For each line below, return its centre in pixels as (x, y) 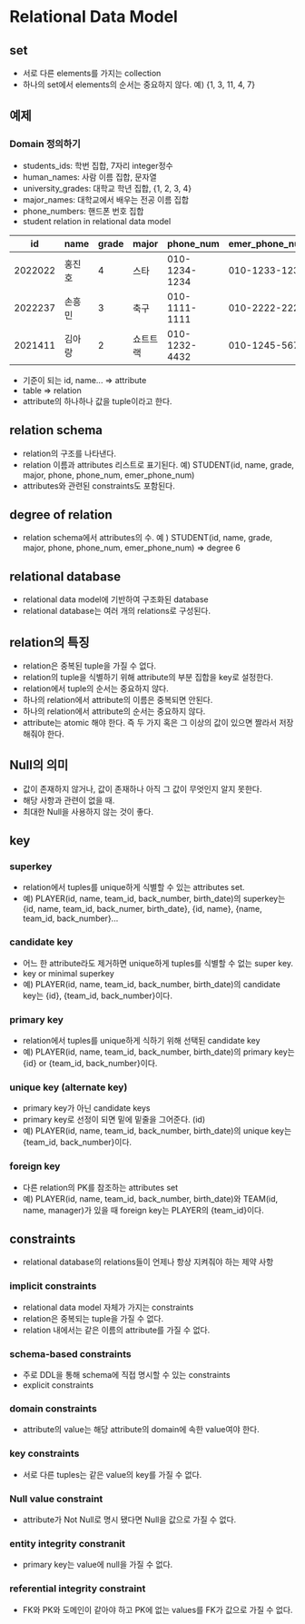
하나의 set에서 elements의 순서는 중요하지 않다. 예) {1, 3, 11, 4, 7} (139, 84)
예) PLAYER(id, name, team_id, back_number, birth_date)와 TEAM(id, (150, 1198)
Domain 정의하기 (45, 144)
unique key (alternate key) (69, 1087)
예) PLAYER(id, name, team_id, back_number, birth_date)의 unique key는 (157, 1131)
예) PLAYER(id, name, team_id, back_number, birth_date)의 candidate (152, 984)
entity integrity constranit (67, 1543)
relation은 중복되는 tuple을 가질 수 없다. (93, 1318)
